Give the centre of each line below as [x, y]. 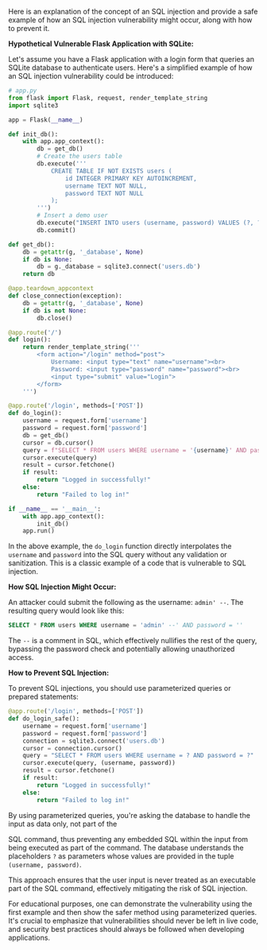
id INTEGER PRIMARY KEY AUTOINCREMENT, [131, 178]
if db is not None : [55, 310]
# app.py [23, 91]
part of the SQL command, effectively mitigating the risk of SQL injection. [128, 888]
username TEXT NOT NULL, [106, 186]
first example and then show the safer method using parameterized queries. [133, 912]
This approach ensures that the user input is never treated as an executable [132, 880]
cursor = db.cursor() [58, 443]
